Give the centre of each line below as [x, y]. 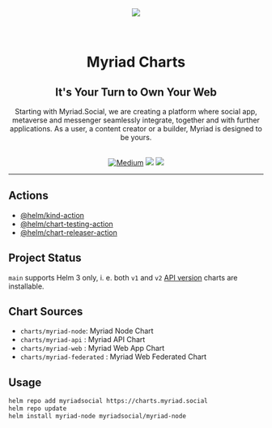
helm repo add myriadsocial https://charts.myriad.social [108, 401]
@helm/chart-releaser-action [68, 232]
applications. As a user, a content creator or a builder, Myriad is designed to [136, 128]
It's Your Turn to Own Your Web [136, 92]
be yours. [136, 137]
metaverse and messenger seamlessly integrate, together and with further [136, 120]
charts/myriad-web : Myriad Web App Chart [92, 349]
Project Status [45, 258]
